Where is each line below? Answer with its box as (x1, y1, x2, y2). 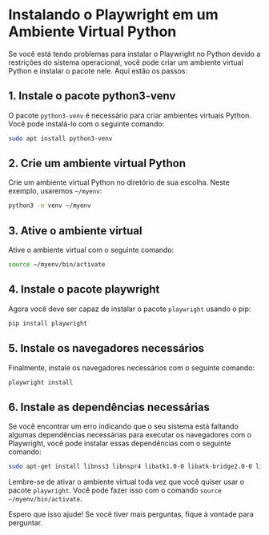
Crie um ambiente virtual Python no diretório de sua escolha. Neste (8, 178, 230, 187)
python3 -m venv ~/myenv (8, 202, 91, 210)
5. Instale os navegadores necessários (8, 341, 205, 355)
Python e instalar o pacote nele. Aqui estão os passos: (8, 66, 188, 75)
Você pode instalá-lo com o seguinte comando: (8, 118, 165, 129)
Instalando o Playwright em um (8, 6, 219, 24)
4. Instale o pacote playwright (8, 282, 160, 297)
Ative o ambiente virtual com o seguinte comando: (8, 246, 175, 255)
